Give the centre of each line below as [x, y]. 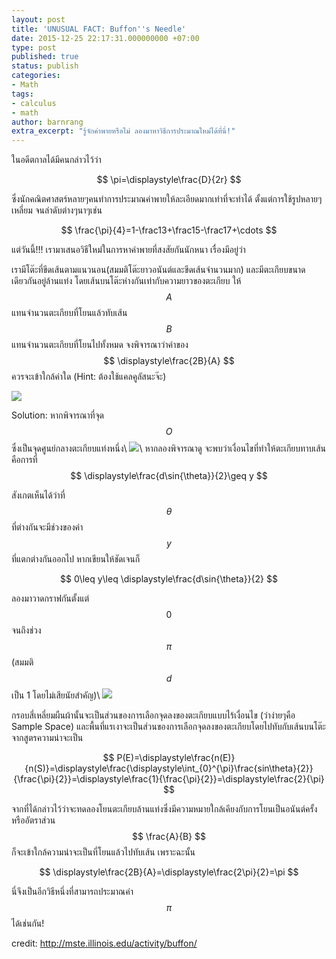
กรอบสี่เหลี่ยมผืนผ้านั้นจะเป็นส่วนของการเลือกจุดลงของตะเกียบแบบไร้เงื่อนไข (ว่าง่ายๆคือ [153, 715]
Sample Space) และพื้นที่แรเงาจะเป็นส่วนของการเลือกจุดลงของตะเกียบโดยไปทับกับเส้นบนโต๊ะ [168, 727]
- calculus [34, 103]
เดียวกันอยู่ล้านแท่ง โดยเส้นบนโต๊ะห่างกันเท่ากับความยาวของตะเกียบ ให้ [126, 281]
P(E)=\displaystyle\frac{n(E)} [176, 758]
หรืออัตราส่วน [33, 820]
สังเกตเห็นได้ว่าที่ [38, 495]
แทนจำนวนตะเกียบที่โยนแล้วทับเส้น [69, 313]
